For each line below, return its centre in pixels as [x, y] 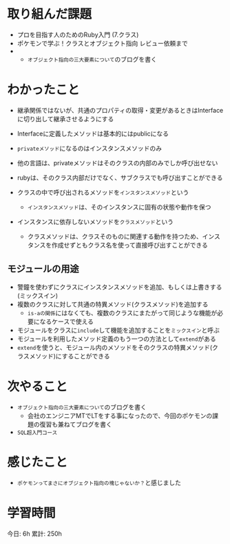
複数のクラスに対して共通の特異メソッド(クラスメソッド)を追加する [113, 304]
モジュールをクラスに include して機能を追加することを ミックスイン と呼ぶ [118, 330]
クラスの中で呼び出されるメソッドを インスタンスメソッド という [103, 192]
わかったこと [44, 90]
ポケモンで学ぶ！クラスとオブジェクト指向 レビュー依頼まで [102, 43]
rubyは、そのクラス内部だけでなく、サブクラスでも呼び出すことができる [120, 178]
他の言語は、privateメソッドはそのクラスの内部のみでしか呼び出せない [117, 162]
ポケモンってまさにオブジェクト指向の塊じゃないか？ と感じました [99, 482]
